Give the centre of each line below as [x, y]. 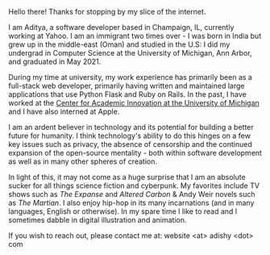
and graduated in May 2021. [55, 61]
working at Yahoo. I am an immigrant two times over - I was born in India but [135, 36]
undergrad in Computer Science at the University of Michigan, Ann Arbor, [130, 53]
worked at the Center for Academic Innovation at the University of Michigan [134, 103]
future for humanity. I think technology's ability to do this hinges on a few [130, 136]
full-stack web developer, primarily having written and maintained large [127, 86]
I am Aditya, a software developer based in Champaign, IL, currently [121, 27]
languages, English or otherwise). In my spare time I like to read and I [123, 211]
